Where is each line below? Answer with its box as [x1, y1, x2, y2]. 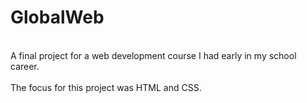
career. [10, 60, 40, 72]
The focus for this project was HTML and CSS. [10, 81, 202, 93]
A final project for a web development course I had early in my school [10, 49, 297, 61]
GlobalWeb [10, 6, 105, 29]
